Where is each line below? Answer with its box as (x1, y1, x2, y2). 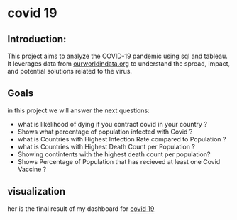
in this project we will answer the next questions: (7, 106, 150, 115)
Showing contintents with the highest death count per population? (17, 150, 211, 158)
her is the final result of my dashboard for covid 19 (7, 204, 155, 213)
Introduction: (7, 33, 67, 45)
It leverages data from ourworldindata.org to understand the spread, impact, (7, 59, 231, 68)
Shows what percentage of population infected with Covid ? (17, 127, 193, 136)
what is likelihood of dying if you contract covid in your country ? (17, 120, 208, 128)
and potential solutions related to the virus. (7, 67, 133, 75)
